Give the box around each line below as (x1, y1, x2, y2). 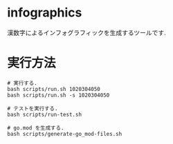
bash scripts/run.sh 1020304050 (7, 85, 100, 92)
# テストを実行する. (7, 105, 58, 112)
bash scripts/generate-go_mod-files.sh (7, 130, 122, 137)
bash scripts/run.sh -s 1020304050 (7, 92, 110, 99)
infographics (7, 5, 82, 21)
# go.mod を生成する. (7, 124, 64, 132)
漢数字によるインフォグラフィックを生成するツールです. (7, 28, 166, 37)
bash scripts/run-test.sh (7, 111, 82, 118)
